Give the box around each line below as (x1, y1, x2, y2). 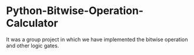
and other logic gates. (6, 42, 59, 49)
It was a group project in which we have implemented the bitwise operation (6, 36, 188, 43)
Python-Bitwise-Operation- (6, 4, 144, 18)
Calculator (6, 16, 58, 30)
